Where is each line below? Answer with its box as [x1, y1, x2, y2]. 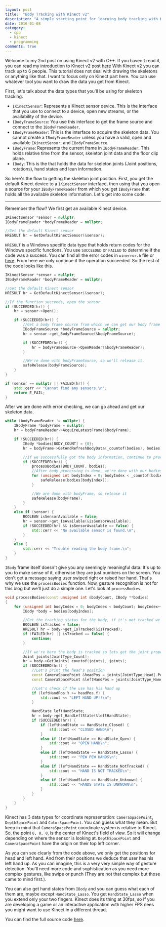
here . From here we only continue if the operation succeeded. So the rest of [5, 258, 160, 264]
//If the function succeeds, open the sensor [5, 299, 100, 304]
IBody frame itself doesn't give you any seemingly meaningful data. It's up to [5, 564, 161, 570]
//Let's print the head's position [31, 668, 105, 673]
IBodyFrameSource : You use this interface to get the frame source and [12, 119, 153, 124]
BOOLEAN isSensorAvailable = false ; [23, 514, 98, 519]
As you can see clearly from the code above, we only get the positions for [5, 850, 156, 856]
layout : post [5, 7, 32, 12]
